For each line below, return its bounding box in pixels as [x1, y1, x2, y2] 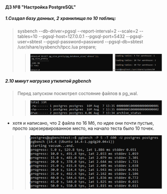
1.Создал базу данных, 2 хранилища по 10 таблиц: [5, 15, 116, 21]
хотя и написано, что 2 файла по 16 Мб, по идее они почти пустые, [12, 120, 154, 126]
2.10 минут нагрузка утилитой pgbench [5, 78, 91, 84]
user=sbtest [17, 38, 42, 44]
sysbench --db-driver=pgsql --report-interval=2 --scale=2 [17, 28, 138, 34]
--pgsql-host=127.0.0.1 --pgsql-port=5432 [38, 33, 125, 39]
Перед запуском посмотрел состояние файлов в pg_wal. [17, 90, 138, 97]
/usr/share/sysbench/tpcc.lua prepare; [17, 44, 97, 50]
